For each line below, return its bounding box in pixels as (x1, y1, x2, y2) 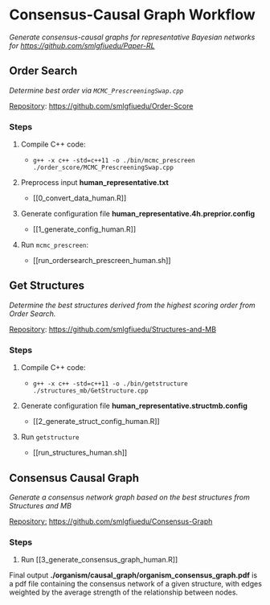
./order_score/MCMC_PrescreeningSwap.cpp (32, 163, 174, 172)
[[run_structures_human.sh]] (32, 448, 128, 458)
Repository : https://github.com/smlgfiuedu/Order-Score (9, 101, 194, 110)
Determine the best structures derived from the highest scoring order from (9, 300, 256, 310)
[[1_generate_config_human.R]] (32, 224, 137, 234)
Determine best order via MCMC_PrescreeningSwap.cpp (9, 85, 184, 95)
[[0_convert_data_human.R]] (32, 193, 127, 203)
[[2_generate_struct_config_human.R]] (32, 417, 160, 426)
